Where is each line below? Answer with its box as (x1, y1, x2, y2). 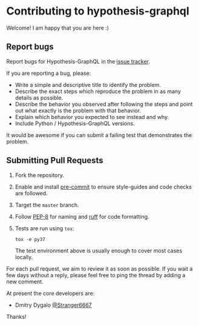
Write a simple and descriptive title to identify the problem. (15, 81, 161, 88)
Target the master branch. (15, 201, 80, 208)
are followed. (15, 189, 48, 197)
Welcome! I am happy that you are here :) (6, 24, 109, 31)
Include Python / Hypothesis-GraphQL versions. (15, 120, 135, 127)
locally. (15, 253, 33, 260)
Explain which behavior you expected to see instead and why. (15, 113, 169, 120)
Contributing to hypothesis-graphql (6, 4, 189, 18)
